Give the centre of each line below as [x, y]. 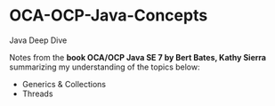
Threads [37, 94]
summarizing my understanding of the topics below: [105, 67]
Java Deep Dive [38, 40]
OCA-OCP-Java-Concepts [109, 16]
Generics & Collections [64, 84]
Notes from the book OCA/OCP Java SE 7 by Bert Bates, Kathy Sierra [138, 57]
